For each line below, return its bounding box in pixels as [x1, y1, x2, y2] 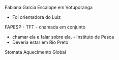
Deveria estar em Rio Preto [12, 39, 69, 45]
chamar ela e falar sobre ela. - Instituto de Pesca [12, 34, 114, 40]
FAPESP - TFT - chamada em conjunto [5, 24, 86, 30]
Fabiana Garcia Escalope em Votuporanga [5, 5, 93, 10]
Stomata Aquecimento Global [5, 49, 67, 55]
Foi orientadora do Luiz [12, 14, 61, 20]
